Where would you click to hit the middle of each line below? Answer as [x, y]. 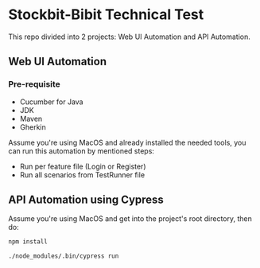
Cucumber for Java [51, 102]
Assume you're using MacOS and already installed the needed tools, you [127, 142]
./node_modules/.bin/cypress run [64, 256]
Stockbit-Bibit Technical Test [106, 15]
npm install [28, 242]
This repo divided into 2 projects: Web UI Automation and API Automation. [129, 37]
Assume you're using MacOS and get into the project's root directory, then [130, 219]
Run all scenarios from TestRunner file [82, 175]
